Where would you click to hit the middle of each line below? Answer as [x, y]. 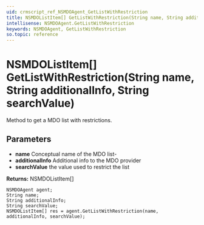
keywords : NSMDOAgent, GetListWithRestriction [66, 29]
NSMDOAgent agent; [29, 190]
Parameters [29, 140]
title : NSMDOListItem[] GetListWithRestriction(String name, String [95, 18]
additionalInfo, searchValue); [46, 216]
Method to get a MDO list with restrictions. [59, 120]
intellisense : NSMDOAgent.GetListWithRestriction [70, 23]
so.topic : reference [32, 35]
